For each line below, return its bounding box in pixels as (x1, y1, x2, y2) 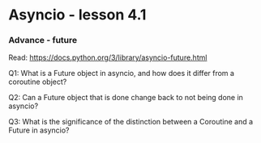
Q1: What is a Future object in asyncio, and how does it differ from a (8, 69, 235, 78)
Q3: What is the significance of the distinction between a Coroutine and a (8, 117, 254, 127)
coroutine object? (8, 77, 67, 86)
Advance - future (8, 35, 78, 46)
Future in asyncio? (8, 125, 70, 135)
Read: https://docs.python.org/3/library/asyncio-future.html (8, 53, 208, 62)
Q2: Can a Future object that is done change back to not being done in (8, 93, 243, 103)
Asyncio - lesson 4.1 (8, 6, 147, 24)
